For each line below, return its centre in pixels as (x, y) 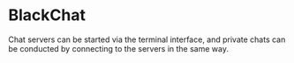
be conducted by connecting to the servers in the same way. (118, 48)
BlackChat (47, 15)
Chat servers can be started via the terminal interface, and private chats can (147, 39)
